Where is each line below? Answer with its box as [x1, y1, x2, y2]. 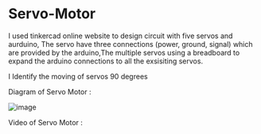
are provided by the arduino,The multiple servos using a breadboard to [8, 48, 240, 57]
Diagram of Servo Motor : [8, 86, 92, 96]
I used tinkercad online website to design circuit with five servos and [8, 31, 233, 40]
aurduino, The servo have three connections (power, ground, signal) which [8, 39, 253, 48]
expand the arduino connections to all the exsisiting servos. [8, 56, 204, 66]
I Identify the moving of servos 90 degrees [8, 71, 149, 81]
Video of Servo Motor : [8, 117, 84, 127]
